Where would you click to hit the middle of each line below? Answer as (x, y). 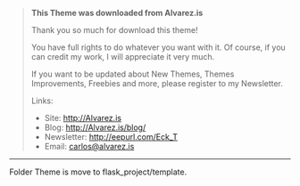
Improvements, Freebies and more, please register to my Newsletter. (157, 83)
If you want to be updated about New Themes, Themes (133, 74)
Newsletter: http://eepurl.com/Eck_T (111, 137)
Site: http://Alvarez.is (83, 118)
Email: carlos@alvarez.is (89, 146)
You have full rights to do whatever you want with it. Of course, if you (158, 47)
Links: (42, 101)
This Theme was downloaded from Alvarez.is (117, 13)
